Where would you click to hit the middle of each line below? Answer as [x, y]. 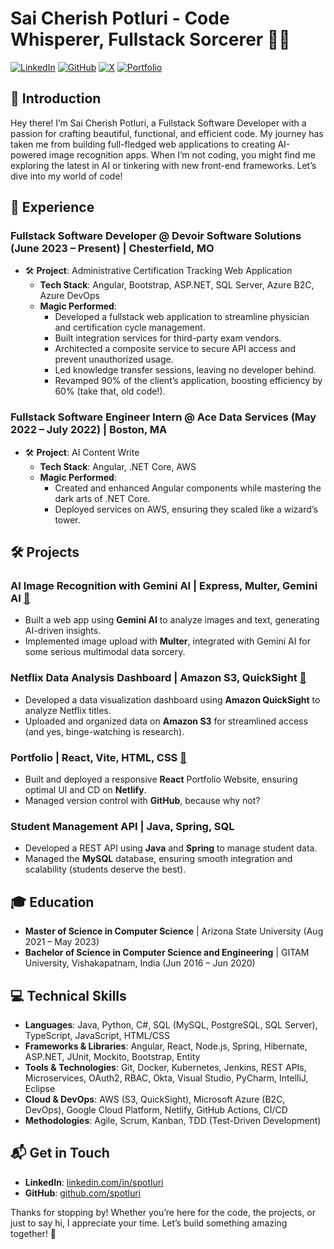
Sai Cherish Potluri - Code [120, 18]
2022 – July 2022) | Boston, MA [89, 430]
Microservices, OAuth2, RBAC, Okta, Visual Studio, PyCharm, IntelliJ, [166, 1078]
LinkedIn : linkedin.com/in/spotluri [94, 1182]
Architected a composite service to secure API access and [175, 349]
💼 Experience [52, 207]
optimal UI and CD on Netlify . [85, 790]
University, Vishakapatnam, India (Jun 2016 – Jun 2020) [140, 963]
